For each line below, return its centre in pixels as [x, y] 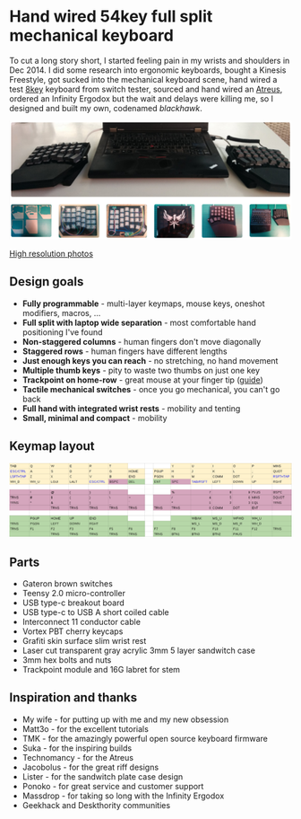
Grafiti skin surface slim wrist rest [84, 640]
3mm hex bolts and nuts [67, 660]
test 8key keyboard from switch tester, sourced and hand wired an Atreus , [146, 89]
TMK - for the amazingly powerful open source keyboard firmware [145, 738]
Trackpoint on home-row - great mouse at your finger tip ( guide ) [143, 380]
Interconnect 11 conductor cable [82, 621]
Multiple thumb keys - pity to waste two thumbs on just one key [141, 370]
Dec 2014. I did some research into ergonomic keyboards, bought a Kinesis [148, 70]
